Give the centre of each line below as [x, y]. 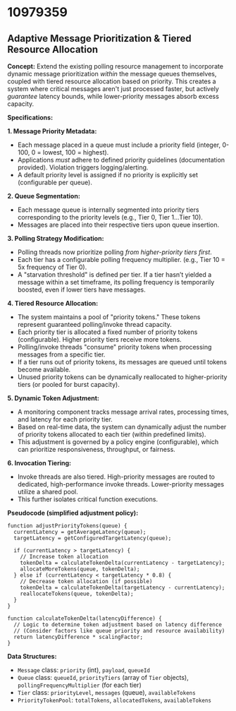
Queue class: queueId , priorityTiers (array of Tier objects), [103, 677]
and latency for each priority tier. [65, 419]
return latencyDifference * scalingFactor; [78, 637]
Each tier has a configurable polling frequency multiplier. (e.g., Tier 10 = [121, 259]
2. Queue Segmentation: [44, 196]
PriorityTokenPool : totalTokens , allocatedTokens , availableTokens [114, 700]
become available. [44, 369]
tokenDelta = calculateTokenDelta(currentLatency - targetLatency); [123, 563]
